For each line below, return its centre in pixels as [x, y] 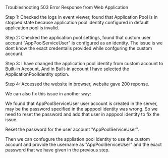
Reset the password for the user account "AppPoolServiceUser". [72, 129]
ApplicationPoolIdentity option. [37, 74]
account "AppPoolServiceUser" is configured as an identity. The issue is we [84, 43]
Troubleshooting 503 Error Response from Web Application [67, 7]
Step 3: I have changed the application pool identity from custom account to [84, 63]
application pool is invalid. [32, 28]
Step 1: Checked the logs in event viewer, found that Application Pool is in [81, 17]
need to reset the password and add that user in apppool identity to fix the [82, 114]
